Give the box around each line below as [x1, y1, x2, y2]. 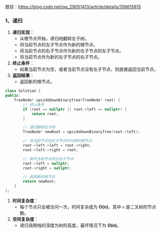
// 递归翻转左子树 [23, 125, 55, 130]
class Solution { [5, 89, 41, 94]
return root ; [31, 111, 58, 116]
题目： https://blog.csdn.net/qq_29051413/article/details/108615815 [5, 4, 141, 9]
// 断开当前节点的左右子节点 [23, 156, 74, 161]
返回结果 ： [12, 72, 35, 78]
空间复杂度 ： [12, 216, 39, 222]
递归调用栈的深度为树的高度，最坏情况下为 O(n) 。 [19, 222, 121, 228]
